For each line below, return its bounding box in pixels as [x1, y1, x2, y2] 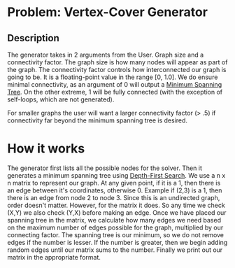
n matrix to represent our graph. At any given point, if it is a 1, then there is [7, 178, 221, 187]
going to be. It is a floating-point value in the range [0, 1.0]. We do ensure [7, 73, 218, 81]
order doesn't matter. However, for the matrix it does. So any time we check [7, 201, 225, 209]
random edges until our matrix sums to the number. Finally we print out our [7, 246, 223, 254]
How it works [7, 141, 85, 157]
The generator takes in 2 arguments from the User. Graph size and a [7, 50, 204, 59]
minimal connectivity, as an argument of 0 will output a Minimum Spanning [7, 80, 222, 88]
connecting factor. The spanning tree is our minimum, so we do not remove [7, 230, 225, 239]
